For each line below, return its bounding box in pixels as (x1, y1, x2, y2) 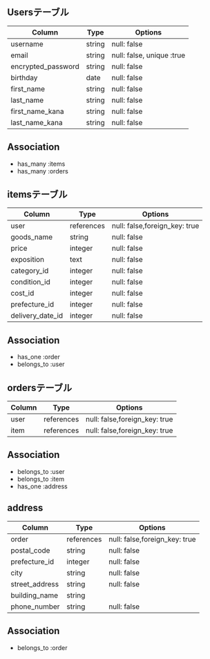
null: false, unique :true (111, 50, 185, 60)
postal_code (10, 545, 50, 555)
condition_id (10, 277, 50, 287)
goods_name (10, 232, 53, 242)
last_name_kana (10, 117, 64, 127)
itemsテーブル (7, 189, 68, 200)
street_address (10, 579, 59, 589)
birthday (10, 73, 38, 82)
